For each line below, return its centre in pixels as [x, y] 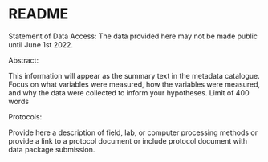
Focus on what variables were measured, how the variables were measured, [134, 84]
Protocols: [25, 116]
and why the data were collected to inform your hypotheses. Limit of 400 [129, 92]
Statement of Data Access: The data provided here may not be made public [133, 36]
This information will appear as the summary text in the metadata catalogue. [134, 75]
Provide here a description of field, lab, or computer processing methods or [133, 132]
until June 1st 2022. [41, 44]
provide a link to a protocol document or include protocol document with [128, 140]
